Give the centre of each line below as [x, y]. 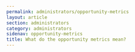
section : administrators [38, 23]
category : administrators [39, 28]
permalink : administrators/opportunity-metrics [68, 12]
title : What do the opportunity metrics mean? [66, 39]
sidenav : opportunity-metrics [45, 34]
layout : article [27, 17]
